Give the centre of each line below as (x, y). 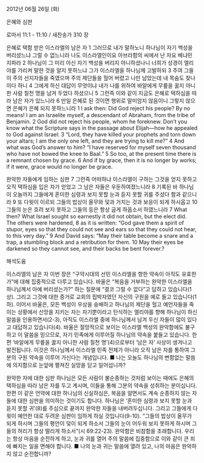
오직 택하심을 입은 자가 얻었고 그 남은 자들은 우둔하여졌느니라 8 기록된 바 (92, 187)
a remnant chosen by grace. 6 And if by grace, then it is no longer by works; (102, 160)
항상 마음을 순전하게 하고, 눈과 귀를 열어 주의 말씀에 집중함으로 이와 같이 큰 (101, 438)
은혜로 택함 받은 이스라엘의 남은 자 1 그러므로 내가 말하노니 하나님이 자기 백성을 (100, 48)
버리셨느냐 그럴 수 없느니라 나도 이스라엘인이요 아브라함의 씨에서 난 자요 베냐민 (100, 55)
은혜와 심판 (19, 22)
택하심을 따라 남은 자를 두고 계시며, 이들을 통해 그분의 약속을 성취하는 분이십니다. (102, 385)
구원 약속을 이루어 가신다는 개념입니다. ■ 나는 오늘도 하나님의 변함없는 (101, 357)
